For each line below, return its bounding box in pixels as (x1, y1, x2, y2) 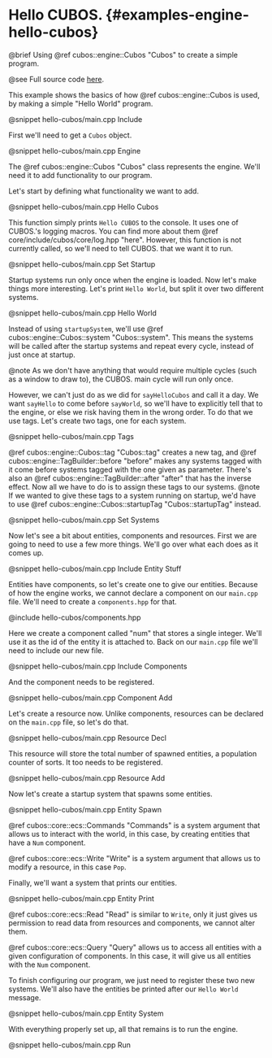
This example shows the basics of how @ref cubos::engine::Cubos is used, (8, 89, 260, 99)
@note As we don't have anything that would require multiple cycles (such (8, 365, 257, 375)
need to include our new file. (8, 645, 104, 655)
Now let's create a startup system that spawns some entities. (8, 789, 213, 799)
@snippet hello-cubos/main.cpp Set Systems (8, 515, 160, 525)
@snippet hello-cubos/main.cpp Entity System (8, 1008, 164, 1018)
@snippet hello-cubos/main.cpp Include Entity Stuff (8, 564, 182, 573)
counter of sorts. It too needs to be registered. (8, 757, 163, 767)
